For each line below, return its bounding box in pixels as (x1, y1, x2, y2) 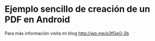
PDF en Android (4, 14, 70, 25)
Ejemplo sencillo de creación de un (4, 3, 151, 15)
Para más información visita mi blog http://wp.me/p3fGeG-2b (4, 30, 129, 36)
